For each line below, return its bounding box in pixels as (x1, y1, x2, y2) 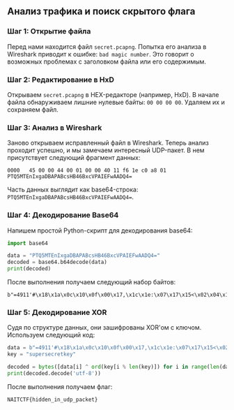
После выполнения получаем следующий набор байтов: (7, 278, 176, 286)
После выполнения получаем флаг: (7, 382, 113, 390)
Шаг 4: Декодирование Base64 (7, 210, 119, 220)
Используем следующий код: (7, 331, 95, 339)
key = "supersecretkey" (7, 351, 77, 358)
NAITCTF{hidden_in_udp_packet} (7, 396, 98, 403)
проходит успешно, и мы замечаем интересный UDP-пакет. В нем (7, 146, 205, 154)
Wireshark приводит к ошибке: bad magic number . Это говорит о (7, 50, 194, 58)
